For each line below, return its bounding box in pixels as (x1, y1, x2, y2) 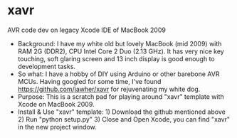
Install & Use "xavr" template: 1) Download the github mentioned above (17, 107, 226, 116)
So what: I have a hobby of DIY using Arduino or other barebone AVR (17, 70, 220, 78)
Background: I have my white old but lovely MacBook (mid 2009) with (17, 39, 222, 48)
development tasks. (17, 62, 76, 70)
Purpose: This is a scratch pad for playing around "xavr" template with (17, 92, 224, 101)
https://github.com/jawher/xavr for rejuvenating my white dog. (17, 85, 201, 93)
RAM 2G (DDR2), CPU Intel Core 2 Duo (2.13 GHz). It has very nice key (17, 47, 224, 55)
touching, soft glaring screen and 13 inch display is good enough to (17, 54, 215, 63)
